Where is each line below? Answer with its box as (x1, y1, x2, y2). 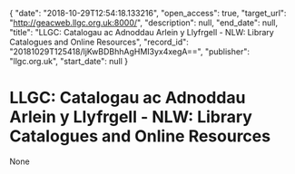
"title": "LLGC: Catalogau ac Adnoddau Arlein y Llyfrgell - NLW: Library (9, 27, 274, 37)
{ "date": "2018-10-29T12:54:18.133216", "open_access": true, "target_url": (9, 8, 287, 18)
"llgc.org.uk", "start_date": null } (9, 56, 129, 66)
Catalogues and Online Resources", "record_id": (9, 36, 189, 47)
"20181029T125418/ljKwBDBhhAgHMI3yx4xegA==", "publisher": (9, 46, 251, 57)
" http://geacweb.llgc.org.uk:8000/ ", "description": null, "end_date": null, (9, 17, 279, 28)
